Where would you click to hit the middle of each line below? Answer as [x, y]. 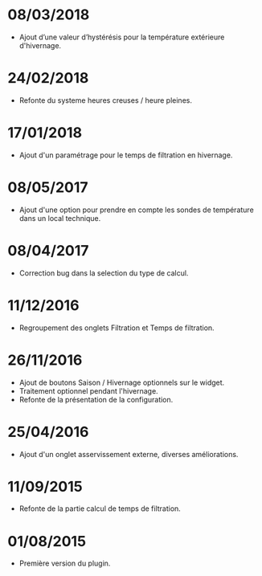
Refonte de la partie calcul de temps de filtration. [100, 509]
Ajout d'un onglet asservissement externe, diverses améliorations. [129, 454]
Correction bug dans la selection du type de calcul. [104, 273]
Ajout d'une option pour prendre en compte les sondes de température [136, 210]
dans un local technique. [60, 218]
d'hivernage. [40, 45]
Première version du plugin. [65, 563]
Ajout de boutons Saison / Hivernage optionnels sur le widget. [122, 382]
